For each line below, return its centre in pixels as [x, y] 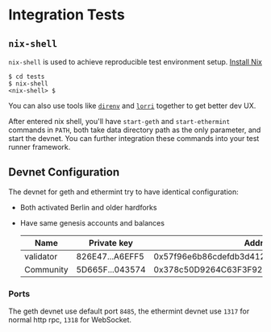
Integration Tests [67, 15]
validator [41, 256]
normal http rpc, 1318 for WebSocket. [70, 320]
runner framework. [40, 147]
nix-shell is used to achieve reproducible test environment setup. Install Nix [135, 62]
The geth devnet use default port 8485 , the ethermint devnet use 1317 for [129, 311]
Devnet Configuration [64, 172]
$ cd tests [27, 77]
